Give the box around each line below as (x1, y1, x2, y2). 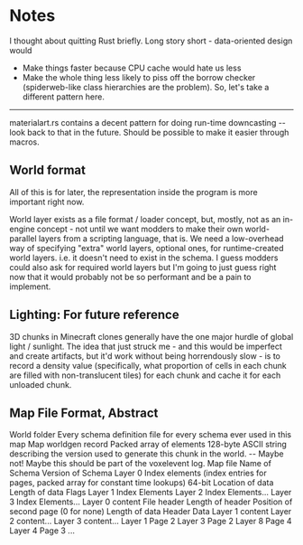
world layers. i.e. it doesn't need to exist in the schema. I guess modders (9, 252, 279, 263)
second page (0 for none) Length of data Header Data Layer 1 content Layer (9, 506, 292, 517)
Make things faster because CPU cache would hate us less (22, 62, 242, 73)
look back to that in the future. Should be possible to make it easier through (9, 127, 289, 137)
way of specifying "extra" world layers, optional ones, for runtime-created (9, 242, 284, 253)
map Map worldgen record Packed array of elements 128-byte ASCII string (9, 439, 287, 450)
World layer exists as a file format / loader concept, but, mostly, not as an (9, 213, 281, 224)
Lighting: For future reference (9, 307, 179, 323)
